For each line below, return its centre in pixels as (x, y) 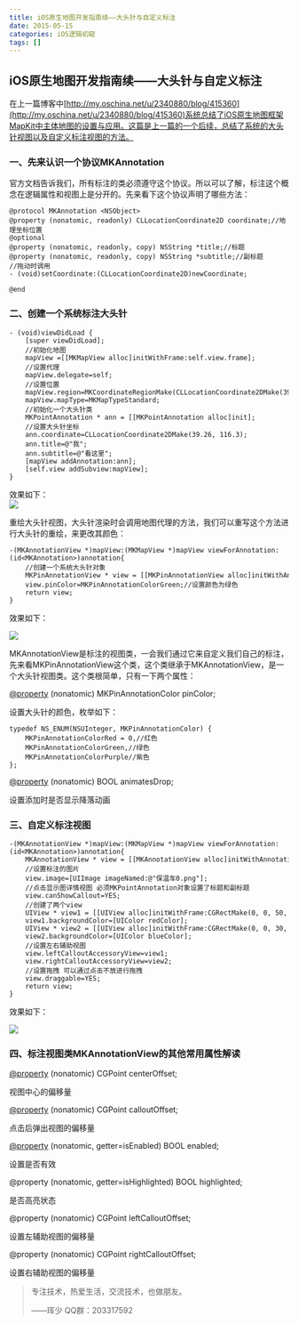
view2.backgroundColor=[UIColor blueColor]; (109, 936)
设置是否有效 (32, 1164)
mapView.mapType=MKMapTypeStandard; (93, 400)
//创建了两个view (54, 905)
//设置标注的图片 (52, 868)
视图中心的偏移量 (40, 1092)
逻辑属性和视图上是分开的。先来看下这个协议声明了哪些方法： (137, 194)
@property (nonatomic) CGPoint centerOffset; (93, 1074)
